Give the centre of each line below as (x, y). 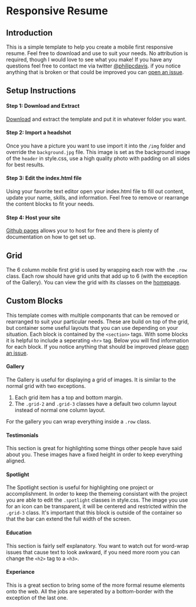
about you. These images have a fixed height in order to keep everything (94, 455)
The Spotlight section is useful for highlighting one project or (80, 487)
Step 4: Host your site (33, 217)
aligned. (16, 461)
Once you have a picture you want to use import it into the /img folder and (96, 146)
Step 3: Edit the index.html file (44, 178)
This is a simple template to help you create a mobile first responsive (89, 47)
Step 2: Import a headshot (39, 133)
